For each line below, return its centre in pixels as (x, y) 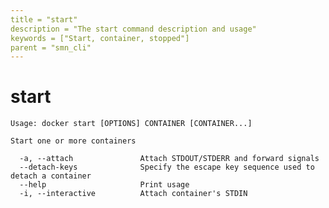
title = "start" (44, 19)
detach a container (51, 176)
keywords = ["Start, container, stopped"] (100, 38)
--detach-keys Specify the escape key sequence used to (167, 167)
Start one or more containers (73, 141)
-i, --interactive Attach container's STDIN (133, 194)
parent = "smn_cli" (51, 47)
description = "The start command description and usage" (133, 29)
